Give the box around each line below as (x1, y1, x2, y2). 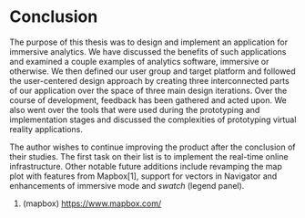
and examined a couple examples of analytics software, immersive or (9, 56, 269, 67)
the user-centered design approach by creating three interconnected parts (9, 75, 290, 86)
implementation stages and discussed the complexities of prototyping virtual (9, 114, 297, 125)
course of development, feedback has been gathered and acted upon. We (9, 94, 287, 106)
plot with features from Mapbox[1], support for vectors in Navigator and (9, 171, 278, 182)
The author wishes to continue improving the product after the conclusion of (9, 141, 296, 152)
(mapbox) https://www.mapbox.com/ (22, 198, 162, 209)
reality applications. (9, 123, 84, 134)
